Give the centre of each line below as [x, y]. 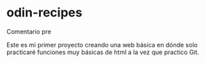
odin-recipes [44, 13]
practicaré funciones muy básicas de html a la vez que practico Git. [103, 52]
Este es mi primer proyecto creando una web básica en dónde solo [102, 45]
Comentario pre [29, 32]
